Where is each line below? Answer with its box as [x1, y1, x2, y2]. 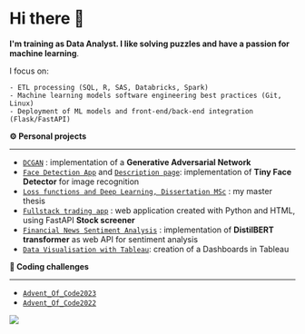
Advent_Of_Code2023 [22, 289, 97, 298]
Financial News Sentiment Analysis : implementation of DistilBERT [22, 224, 274, 235]
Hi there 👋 [9, 8, 84, 29]
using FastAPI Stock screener [22, 214, 135, 225]
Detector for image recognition [22, 176, 140, 187]
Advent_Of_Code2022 [22, 299, 97, 308]
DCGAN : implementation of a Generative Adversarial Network [22, 156, 251, 167]
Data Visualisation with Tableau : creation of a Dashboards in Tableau [22, 243, 290, 254]
